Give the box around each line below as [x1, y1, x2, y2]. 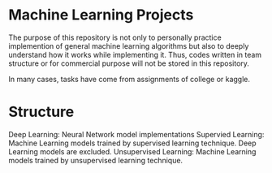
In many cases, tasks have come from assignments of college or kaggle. [8, 74, 250, 84]
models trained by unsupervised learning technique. [8, 155, 183, 165]
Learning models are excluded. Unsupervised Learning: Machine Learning [8, 146, 257, 156]
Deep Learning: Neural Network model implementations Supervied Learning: [8, 129, 265, 139]
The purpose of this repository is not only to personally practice [8, 32, 222, 42]
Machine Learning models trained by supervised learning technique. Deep [8, 138, 257, 148]
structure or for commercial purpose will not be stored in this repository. [8, 58, 250, 68]
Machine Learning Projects [8, 6, 194, 24]
